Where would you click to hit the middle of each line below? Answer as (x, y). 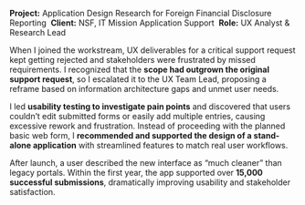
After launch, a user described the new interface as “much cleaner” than (146, 163)
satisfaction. (33, 192)
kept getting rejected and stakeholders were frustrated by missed (132, 60)
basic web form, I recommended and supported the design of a (131, 135)
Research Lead (38, 32)
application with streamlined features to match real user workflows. (160, 145)
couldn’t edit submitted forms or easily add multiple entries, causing (137, 116)
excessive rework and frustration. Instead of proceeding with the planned (147, 126)
